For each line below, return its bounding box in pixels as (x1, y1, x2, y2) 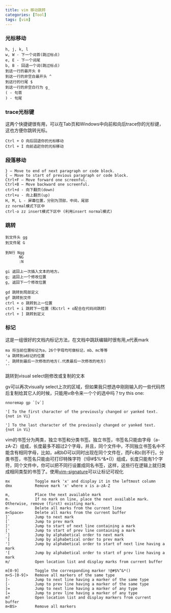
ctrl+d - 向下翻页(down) (5, 187, 55, 193)
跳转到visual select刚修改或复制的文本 (5, 372, 85, 379)
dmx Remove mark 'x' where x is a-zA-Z (5, 483, 110, 488)
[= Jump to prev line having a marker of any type (5, 591, 138, 596)
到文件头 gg (5, 234, 28, 240)
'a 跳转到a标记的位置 (5, 353, 45, 358)
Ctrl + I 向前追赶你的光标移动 (5, 144, 64, 149)
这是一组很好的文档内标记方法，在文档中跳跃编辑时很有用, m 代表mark (5, 337, 149, 343)
